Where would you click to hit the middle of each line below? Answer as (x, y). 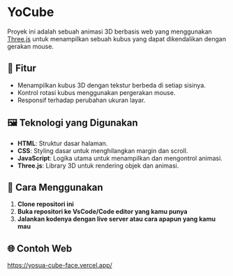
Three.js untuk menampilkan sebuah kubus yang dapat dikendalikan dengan (117, 38)
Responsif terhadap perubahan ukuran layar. (81, 100)
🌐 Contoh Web (40, 248)
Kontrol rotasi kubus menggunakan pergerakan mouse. (96, 92)
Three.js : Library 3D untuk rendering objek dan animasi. (98, 166)
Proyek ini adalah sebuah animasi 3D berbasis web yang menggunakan (110, 31)
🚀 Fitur (22, 68)
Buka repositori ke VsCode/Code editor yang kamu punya (102, 212)
